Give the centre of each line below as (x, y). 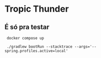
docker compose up (25, 38)
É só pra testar (27, 27)
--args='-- (85, 47)
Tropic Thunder (37, 9)
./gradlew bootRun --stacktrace (40, 47)
